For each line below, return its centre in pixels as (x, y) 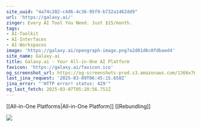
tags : (13, 28)
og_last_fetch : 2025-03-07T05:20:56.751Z (59, 89)
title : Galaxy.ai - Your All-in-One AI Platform (68, 61)
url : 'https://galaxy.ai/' (40, 17)
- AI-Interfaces (26, 39)
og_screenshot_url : (31, 73)
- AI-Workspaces (26, 45)
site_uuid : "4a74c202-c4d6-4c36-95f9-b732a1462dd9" (72, 12)
